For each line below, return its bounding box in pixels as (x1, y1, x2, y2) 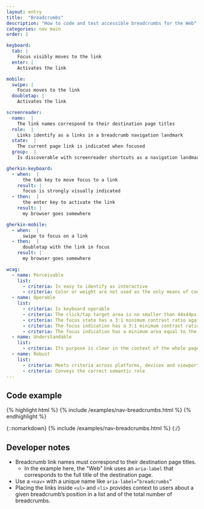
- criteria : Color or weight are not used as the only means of (22, 289, 189, 295)
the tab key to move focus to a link (22, 177, 118, 183)
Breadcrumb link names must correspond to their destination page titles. (15, 459, 197, 465)
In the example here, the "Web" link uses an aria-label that (24, 465, 174, 472)
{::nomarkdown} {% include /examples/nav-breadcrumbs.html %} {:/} (6, 425, 180, 432)
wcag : (6, 266, 20, 272)
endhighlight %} (6, 413, 47, 420)
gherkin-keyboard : (6, 165, 53, 172)
